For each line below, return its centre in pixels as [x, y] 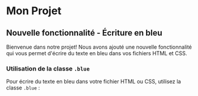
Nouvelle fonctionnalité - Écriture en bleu [84, 33]
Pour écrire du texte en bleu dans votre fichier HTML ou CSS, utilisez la [94, 82]
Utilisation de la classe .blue [48, 68]
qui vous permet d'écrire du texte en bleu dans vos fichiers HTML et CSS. [97, 53]
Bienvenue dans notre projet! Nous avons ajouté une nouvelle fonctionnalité [99, 47]
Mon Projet [34, 11]
